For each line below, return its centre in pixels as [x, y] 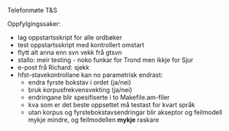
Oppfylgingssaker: [34, 24]
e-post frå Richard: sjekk [53, 67]
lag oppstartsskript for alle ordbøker [70, 37]
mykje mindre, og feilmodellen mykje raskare [94, 120]
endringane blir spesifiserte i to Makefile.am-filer [99, 97]
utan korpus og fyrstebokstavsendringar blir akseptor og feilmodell [125, 112]
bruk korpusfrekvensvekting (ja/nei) [80, 90]
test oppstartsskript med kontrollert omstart [81, 45]
